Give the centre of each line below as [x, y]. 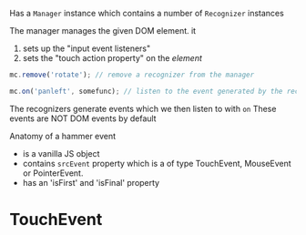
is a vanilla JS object [61, 153]
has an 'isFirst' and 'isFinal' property [91, 182]
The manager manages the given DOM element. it [103, 31]
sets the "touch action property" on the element [112, 58]
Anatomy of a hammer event [63, 136]
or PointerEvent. [53, 173]
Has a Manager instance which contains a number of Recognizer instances [147, 13]
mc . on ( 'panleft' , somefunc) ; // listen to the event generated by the [146, 91]
